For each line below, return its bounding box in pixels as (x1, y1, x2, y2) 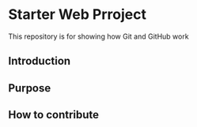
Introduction (8, 54, 71, 68)
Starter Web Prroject (8, 6, 146, 24)
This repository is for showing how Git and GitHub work (8, 32, 189, 41)
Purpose (8, 81, 51, 95)
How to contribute (8, 108, 100, 121)
